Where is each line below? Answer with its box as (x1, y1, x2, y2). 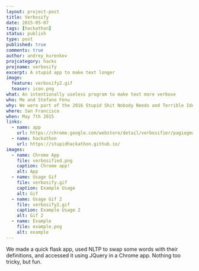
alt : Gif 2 (17, 213, 44, 219)
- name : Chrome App (11, 152, 60, 158)
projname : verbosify (6, 63, 57, 70)
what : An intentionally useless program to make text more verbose (6, 91, 176, 97)
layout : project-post (6, 8, 60, 15)
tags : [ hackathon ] (6, 25, 52, 31)
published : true (6, 42, 46, 48)
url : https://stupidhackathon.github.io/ (17, 141, 120, 147)
